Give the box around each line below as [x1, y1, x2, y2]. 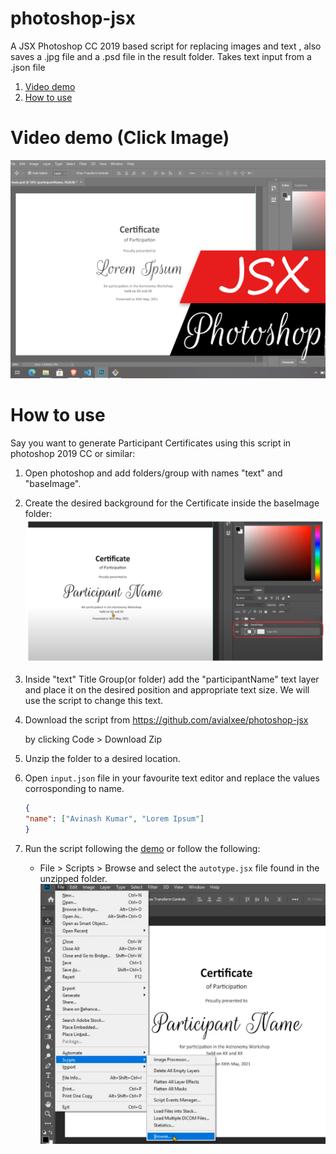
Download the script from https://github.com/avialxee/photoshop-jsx [24, 714, 309, 726]
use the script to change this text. [24, 695, 164, 707]
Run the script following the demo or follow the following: [24, 843, 261, 855]
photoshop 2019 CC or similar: [10, 447, 136, 459]
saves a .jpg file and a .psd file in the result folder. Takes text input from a [10, 50, 312, 62]
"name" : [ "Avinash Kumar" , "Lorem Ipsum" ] [24, 814, 205, 824]
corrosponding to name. [24, 783, 125, 795]
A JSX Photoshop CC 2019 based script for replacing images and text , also [10, 40, 322, 52]
